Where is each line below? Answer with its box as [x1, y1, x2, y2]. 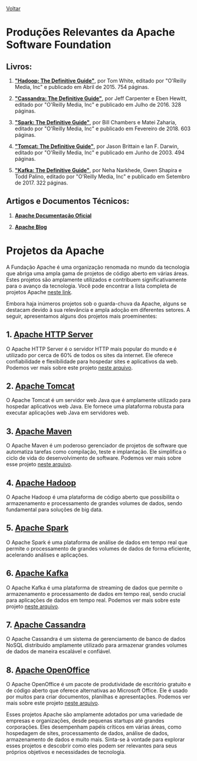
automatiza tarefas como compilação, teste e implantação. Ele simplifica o [6, 448, 187, 456]
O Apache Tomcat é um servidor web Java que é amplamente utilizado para [6, 397, 191, 404]
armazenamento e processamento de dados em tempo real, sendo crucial [6, 590, 186, 597]
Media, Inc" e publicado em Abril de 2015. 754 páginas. [14, 84, 149, 90]
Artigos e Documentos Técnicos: [6, 196, 130, 206]
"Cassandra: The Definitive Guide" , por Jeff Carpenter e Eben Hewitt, [14, 95, 187, 102]
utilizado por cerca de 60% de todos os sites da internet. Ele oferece [6, 351, 173, 358]
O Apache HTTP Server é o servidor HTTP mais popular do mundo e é [6, 345, 177, 353]
